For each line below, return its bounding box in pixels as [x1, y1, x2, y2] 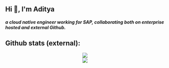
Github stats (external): [5, 39, 80, 48]
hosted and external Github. [5, 24, 66, 30]
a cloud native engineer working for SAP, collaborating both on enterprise [5, 19, 164, 25]
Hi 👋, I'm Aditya [5, 5, 55, 14]
